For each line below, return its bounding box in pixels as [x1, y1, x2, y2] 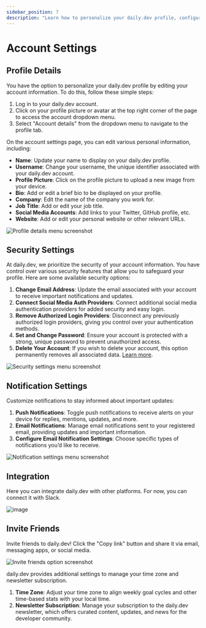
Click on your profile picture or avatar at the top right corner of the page [15, 107, 197, 114]
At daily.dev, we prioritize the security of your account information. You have [6, 261, 200, 269]
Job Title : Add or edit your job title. [15, 202, 104, 209]
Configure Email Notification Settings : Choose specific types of [15, 435, 179, 442]
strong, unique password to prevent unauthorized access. [15, 338, 162, 345]
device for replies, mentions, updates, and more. [15, 415, 138, 423]
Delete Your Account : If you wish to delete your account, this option [15, 345, 188, 352]
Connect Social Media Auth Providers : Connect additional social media [15, 299, 197, 307]
